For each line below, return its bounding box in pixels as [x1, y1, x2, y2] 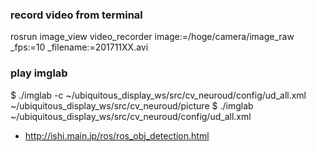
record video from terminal [10, 8, 143, 22]
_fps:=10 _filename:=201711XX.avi [10, 41, 149, 53]
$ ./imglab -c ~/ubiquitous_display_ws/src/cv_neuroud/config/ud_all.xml [10, 89, 307, 101]
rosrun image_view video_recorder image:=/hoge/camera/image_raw [10, 31, 295, 43]
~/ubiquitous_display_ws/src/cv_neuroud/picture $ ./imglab [10, 99, 254, 112]
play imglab [10, 66, 68, 80]
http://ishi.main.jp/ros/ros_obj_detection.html [24, 129, 210, 142]
